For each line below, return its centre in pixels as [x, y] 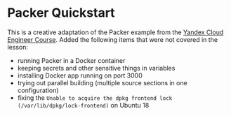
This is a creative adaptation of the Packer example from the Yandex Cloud [115, 32]
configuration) [38, 90]
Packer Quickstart [61, 13]
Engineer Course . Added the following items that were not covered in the [113, 39]
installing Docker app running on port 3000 [80, 75]
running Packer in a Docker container [71, 60]
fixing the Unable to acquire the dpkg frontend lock [95, 97]
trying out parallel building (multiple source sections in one [102, 82]
